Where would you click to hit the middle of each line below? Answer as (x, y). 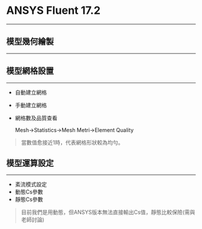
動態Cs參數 (29, 192)
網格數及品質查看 (36, 118)
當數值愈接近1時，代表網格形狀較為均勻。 (72, 142)
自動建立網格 (31, 92)
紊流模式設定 (31, 184)
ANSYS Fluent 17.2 (54, 11)
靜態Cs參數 (29, 199)
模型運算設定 (30, 163)
